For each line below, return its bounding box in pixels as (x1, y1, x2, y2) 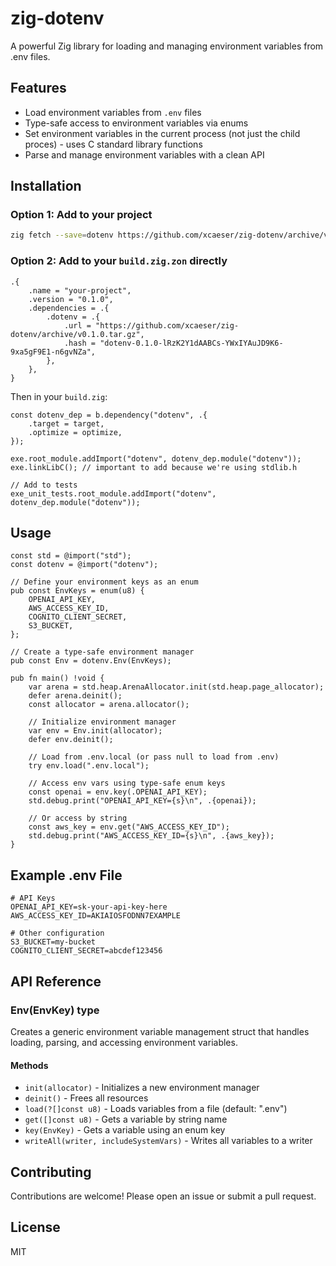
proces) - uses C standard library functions (24, 138, 203, 150)
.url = (63, 320, 92, 331)
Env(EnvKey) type (10, 1003, 100, 1017)
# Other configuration (10, 928, 105, 939)
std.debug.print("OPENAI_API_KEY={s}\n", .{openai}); (28, 796, 257, 806)
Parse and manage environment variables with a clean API (24, 148, 265, 161)
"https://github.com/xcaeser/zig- (95, 320, 240, 331)
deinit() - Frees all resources (24, 1092, 149, 1104)
